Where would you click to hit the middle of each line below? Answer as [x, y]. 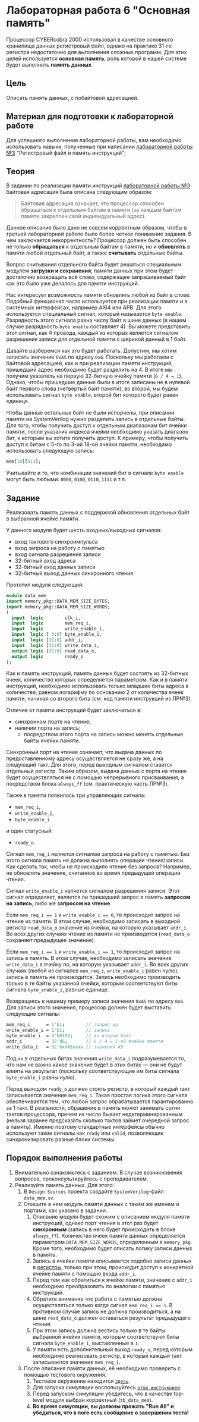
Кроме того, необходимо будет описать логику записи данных [113, 1248]
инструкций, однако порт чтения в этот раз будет [95, 1223]
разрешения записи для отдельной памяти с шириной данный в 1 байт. [97, 339]
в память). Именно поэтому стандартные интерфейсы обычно [86, 1126]
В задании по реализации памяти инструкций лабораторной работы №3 [98, 186]
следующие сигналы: [33, 1014]
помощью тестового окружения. [65, 1374]
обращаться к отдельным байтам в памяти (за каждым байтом [101, 210]
